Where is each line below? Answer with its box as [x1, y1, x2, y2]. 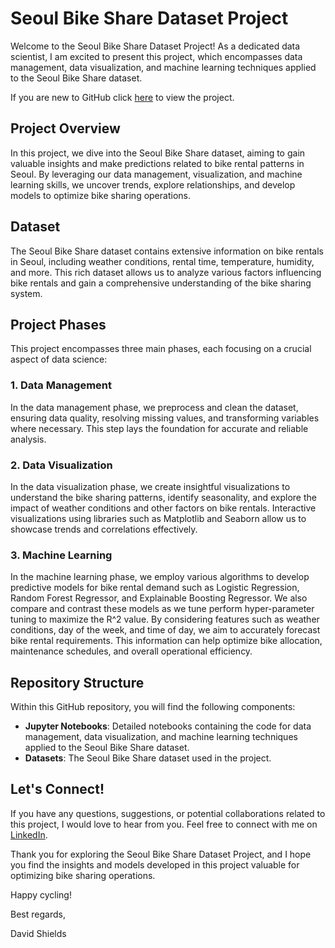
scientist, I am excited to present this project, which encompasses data [10, 50, 303, 62]
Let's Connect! [10, 781, 105, 798]
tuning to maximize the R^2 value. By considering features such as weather [10, 613, 320, 626]
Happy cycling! [10, 888, 72, 901]
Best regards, [10, 908, 66, 920]
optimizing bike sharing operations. [10, 869, 156, 881]
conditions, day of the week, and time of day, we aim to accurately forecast [10, 624, 321, 636]
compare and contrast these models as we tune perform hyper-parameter [10, 603, 315, 615]
